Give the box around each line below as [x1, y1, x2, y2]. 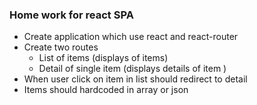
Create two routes [23, 41, 99, 53]
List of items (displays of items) [38, 52, 169, 64]
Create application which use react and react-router [23, 31, 239, 43]
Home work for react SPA [9, 8, 134, 22]
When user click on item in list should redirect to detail [23, 73, 248, 85]
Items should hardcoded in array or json [23, 84, 189, 96]
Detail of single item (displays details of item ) [38, 63, 227, 75]
